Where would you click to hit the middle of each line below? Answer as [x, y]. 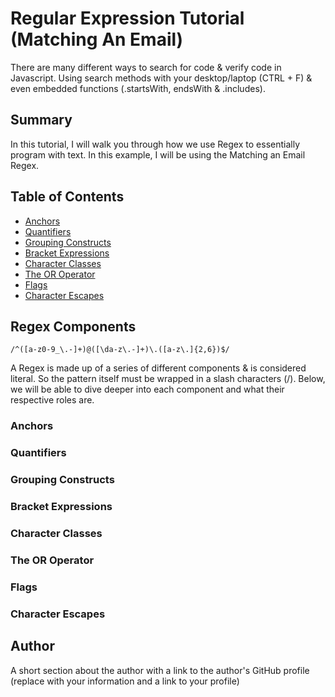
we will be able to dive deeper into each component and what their [147, 389]
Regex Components [73, 326]
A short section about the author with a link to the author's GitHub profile [160, 670]
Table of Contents [67, 197]
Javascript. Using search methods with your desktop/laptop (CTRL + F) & [161, 78]
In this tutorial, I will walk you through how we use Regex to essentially [155, 144]
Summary [41, 120]
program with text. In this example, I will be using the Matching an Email [158, 154]
